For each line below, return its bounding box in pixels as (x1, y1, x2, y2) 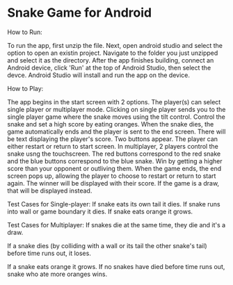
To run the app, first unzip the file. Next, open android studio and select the (7, 41, 223, 49)
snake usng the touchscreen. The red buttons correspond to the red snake (7, 149, 221, 158)
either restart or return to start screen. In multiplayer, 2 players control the (7, 142, 219, 150)
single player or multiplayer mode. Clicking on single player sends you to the (7, 105, 226, 113)
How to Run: (7, 28, 43, 36)
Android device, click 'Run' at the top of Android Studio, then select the (7, 63, 211, 72)
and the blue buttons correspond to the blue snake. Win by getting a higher (7, 156, 223, 165)
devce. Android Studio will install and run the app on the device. (7, 71, 190, 79)
